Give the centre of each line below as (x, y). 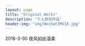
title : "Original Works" (31, 14)
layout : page (19, 10)
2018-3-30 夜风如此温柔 (30, 38)
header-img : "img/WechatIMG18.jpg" (43, 24)
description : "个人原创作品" (34, 19)
